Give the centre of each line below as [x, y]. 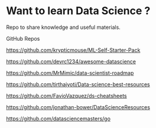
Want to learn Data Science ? [78, 11]
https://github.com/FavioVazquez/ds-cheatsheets [66, 96]
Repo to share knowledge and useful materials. [64, 27]
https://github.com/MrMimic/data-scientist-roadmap [70, 73]
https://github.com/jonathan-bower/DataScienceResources [78, 107]
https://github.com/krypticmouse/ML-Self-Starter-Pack [73, 50]
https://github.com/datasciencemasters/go [58, 119]
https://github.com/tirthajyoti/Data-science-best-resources [78, 84]
